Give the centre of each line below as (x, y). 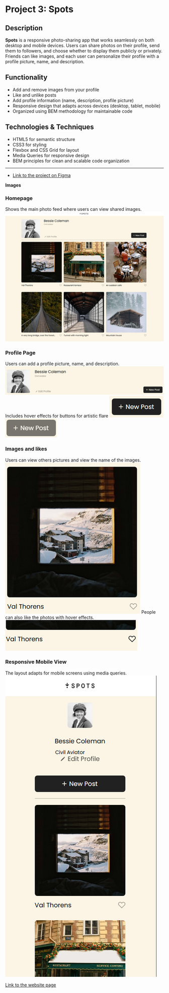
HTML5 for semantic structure (44, 139)
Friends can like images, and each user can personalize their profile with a (82, 56)
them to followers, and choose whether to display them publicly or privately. (84, 51)
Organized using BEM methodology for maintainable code (72, 111)
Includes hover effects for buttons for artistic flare (57, 416)
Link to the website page (31, 985)
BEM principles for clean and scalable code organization (71, 161)
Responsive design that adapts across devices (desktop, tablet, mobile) (87, 106)
